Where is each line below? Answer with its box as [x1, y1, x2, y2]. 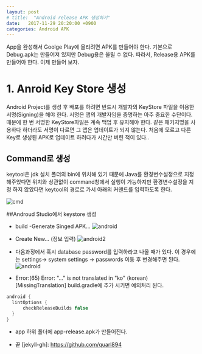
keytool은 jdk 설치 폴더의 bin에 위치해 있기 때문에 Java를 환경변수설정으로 [6, 171, 183, 178]
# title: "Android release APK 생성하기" [6, 15, 111, 21]
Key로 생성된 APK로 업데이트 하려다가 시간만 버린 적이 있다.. [6, 134, 150, 141]
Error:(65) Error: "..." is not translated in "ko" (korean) [15, 274, 148, 282]
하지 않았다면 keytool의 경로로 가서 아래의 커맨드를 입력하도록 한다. [12, 186, 172, 193]
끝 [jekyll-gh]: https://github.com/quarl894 [15, 341, 122, 349]
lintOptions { [12, 299, 47, 305]
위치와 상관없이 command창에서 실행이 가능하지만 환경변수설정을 [32, 178, 187, 186]
